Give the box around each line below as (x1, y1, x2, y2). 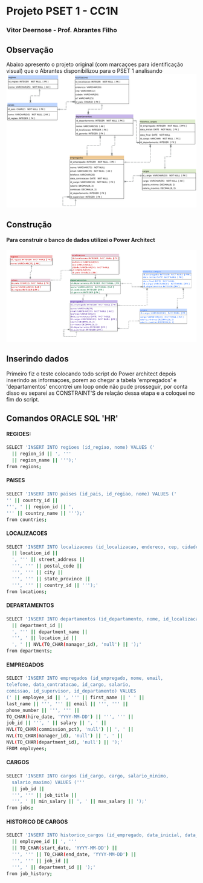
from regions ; (6, 463, 42, 469)
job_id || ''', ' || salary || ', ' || (6, 720, 107, 726)
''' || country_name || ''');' (6, 510, 85, 516)
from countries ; (6, 517, 47, 523)
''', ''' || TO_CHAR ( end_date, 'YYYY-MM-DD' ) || (11, 851, 137, 858)
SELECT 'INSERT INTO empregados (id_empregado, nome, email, (6, 675, 164, 682)
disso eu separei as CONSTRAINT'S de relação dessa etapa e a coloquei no (6, 389, 195, 397)
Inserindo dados (6, 354, 69, 364)
